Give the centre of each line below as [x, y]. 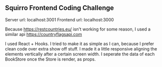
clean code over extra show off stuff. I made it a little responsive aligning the [81, 49]
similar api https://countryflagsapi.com [44, 34]
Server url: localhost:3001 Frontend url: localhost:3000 [59, 19]
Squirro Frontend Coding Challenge [59, 8]
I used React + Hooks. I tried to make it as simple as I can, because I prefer [80, 44]
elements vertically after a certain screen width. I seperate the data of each [80, 54]
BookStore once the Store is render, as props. [50, 59]
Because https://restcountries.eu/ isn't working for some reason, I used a [78, 29]
